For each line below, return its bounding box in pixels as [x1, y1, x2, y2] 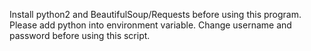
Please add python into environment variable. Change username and [9, 19, 292, 31]
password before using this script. [9, 30, 151, 41]
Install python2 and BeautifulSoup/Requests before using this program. [9, 9, 302, 20]
